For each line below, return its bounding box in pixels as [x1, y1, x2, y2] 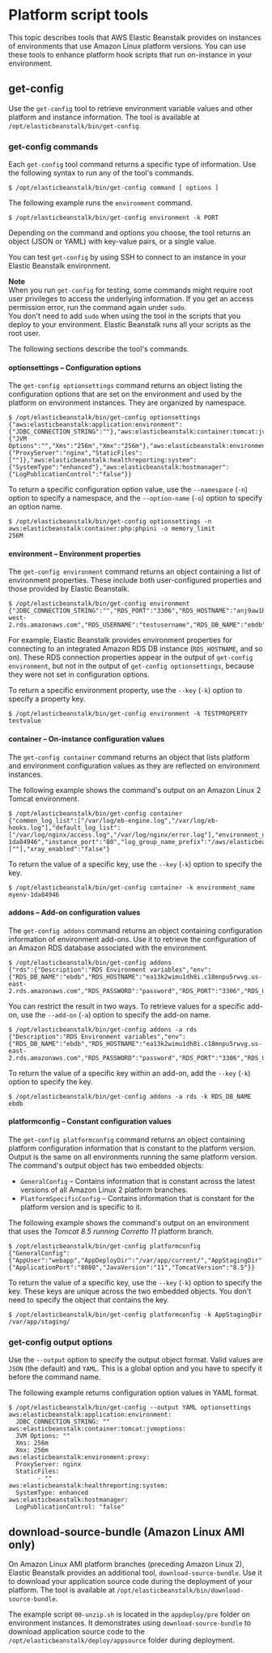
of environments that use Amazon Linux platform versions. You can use [8, 41, 247, 50]
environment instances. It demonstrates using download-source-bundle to [8, 1618, 252, 1628]
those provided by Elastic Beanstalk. [8, 584, 130, 594]
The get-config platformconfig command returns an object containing [8, 1134, 245, 1145]
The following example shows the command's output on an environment [8, 1218, 249, 1228]
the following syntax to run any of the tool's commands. [8, 168, 194, 178]
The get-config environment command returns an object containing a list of [8, 566, 261, 577]
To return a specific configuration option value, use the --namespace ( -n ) [8, 484, 249, 494]
